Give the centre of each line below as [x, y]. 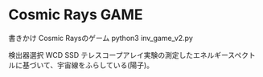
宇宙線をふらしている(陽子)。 [105, 65]
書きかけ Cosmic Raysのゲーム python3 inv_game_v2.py [101, 38]
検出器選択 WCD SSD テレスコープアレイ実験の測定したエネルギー [118, 55]
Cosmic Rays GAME [76, 15]
